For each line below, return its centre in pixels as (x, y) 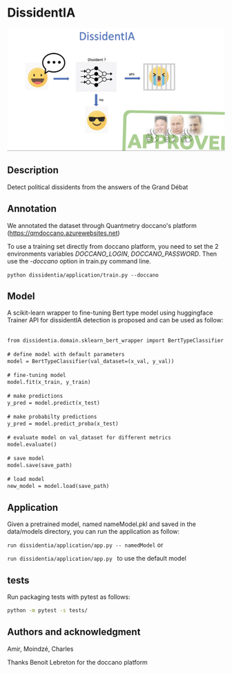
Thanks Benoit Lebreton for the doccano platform (78, 662)
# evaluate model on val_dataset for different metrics (89, 438)
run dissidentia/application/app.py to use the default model (97, 559)
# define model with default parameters (66, 355)
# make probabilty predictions (52, 417)
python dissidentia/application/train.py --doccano (83, 275)
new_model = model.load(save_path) (58, 487)
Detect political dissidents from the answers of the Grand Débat (98, 187)
